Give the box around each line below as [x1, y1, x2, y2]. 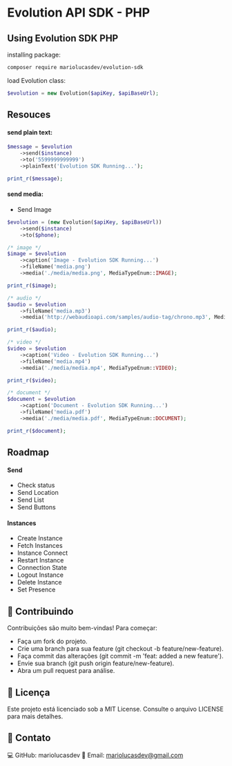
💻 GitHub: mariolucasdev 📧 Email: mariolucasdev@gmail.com [7, 751, 184, 759]
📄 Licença [7, 687, 50, 698]
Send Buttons [17, 503, 57, 511]
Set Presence [17, 585, 56, 594]
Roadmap [7, 446, 50, 458]
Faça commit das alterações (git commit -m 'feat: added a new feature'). [17, 652, 224, 660]
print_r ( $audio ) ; [7, 326, 57, 333]
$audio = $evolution [7, 301, 67, 308]
